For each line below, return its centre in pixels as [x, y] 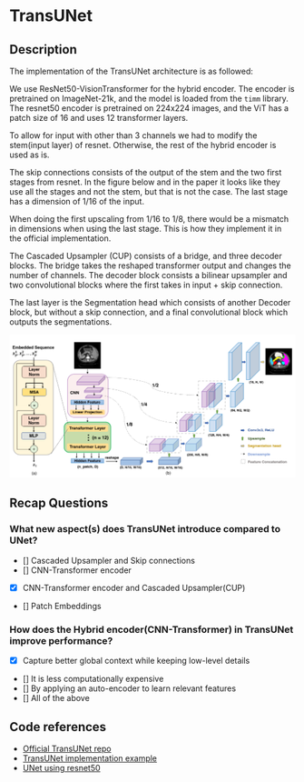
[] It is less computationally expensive [93, 679]
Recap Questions [59, 503]
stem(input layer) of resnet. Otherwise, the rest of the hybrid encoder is [143, 145]
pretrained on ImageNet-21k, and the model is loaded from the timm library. [149, 98]
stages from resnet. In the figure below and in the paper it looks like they [145, 182]
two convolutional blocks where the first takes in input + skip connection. [146, 285]
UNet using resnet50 [62, 767]
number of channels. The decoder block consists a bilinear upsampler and [148, 275]
